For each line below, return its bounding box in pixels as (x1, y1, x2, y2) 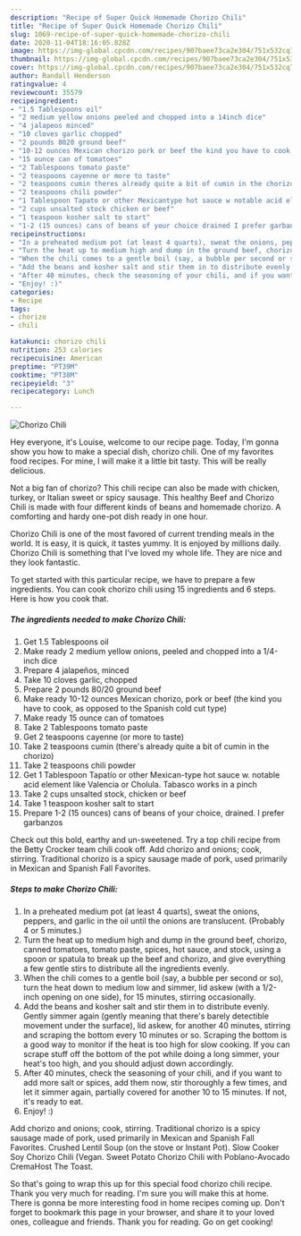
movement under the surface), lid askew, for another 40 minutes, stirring (22, 1020, 291, 1031)
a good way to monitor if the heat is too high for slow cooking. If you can (22, 1039, 291, 1050)
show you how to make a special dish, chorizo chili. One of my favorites (10, 447, 274, 457)
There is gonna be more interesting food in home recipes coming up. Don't (10, 1198, 285, 1208)
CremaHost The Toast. (10, 1161, 94, 1172)
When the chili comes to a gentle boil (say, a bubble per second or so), (22, 973, 284, 984)
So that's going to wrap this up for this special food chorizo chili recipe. (10, 1179, 273, 1189)
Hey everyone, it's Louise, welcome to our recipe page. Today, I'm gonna (10, 437, 280, 448)
